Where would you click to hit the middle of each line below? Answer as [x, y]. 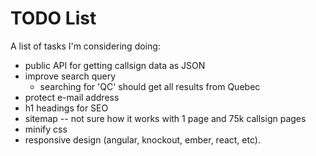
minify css [46, 129]
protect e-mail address [72, 97]
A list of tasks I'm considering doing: [85, 46]
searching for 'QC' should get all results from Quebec [150, 86]
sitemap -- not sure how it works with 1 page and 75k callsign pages [165, 118]
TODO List [53, 18]
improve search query [70, 76]
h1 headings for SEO [66, 108]
